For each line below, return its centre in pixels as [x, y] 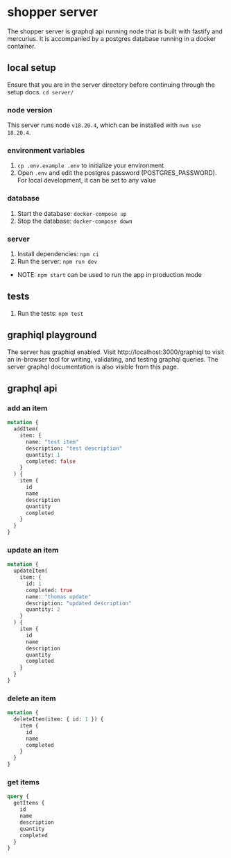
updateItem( [31, 571]
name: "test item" [52, 441]
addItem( [26, 429]
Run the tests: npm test [50, 313]
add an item [27, 408]
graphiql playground [52, 335]
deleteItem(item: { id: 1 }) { [59, 719]
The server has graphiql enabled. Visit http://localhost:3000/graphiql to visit [115, 352]
